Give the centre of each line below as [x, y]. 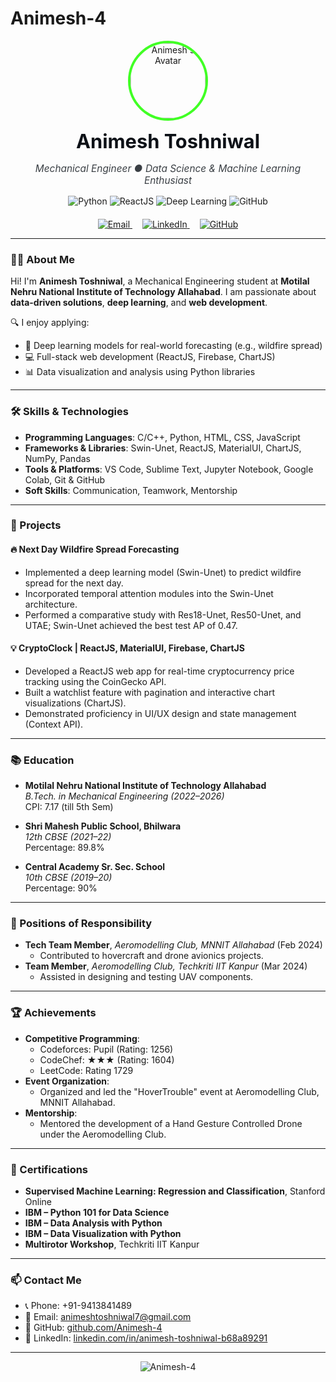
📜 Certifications [49, 1169]
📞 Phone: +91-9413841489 [78, 1306]
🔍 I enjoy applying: [50, 323]
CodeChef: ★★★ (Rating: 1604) [107, 1059]
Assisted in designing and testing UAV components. [146, 977]
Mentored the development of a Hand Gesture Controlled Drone [171, 1123]
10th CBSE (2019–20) [68, 878]
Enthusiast [168, 180]
